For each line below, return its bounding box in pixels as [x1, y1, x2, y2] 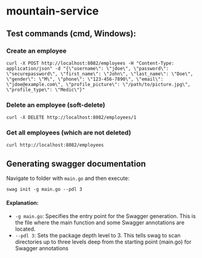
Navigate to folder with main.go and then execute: [6, 174, 130, 182]
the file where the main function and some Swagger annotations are [15, 219, 184, 227]
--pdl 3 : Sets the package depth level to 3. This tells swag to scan [15, 232, 181, 239]
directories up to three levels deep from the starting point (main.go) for [15, 238, 192, 246]
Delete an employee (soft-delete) [6, 101, 106, 109]
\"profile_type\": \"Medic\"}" [6, 87, 85, 93]
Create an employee [6, 47, 67, 55]
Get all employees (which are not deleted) [6, 128, 131, 137]
